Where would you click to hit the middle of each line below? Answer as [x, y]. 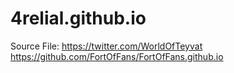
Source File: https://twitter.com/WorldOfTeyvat [106, 46]
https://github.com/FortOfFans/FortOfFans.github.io [117, 56]
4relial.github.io [78, 18]
